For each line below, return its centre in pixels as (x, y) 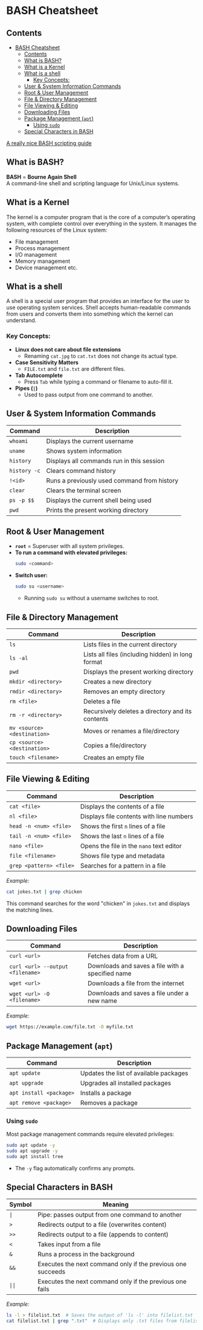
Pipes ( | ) (26, 388)
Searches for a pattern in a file (123, 866)
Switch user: (31, 575)
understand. (21, 321)
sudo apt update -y (31, 1145)
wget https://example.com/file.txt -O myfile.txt (70, 1027)
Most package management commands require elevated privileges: (90, 1134)
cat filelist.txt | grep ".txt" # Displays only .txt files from (92, 1321)
